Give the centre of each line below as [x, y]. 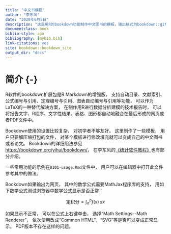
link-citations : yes [27, 43]
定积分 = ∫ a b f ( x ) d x [85, 202]
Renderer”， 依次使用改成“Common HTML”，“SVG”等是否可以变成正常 [79, 220]
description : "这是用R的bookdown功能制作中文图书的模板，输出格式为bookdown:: [83, 24]
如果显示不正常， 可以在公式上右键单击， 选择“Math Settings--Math [76, 213]
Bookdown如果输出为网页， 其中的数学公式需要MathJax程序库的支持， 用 [82, 185]
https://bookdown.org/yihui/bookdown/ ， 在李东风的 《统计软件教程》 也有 [83, 150]
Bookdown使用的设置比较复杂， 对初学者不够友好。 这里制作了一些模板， [82, 131]
